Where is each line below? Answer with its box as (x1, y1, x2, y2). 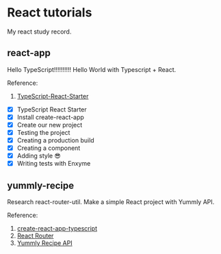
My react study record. (7, 27, 72, 36)
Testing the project (16, 128, 70, 136)
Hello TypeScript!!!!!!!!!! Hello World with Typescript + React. (7, 65, 177, 73)
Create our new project (16, 120, 83, 129)
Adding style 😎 (16, 152, 62, 160)
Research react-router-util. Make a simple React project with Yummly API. (7, 198, 215, 206)
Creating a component (16, 144, 81, 152)
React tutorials (7, 5, 92, 21)
